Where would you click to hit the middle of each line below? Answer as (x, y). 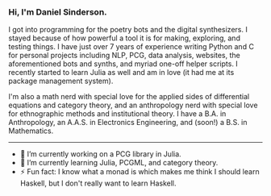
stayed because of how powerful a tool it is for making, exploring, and (124, 38)
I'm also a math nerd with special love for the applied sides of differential (129, 97)
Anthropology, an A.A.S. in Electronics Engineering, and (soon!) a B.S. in (128, 123)
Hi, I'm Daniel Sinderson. (58, 12)
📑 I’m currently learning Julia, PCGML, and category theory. (119, 163)
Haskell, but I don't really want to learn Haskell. (98, 183)
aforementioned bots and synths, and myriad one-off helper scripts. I (123, 64)
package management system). (61, 81)
